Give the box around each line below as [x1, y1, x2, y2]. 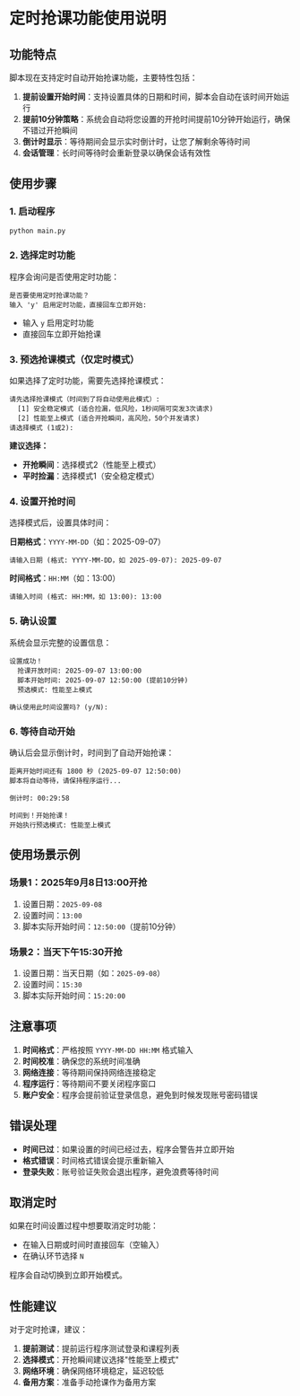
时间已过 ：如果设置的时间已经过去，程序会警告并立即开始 [21, 1144, 235, 1155]
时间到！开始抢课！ [9, 812, 70, 821]
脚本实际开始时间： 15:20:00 [21, 990, 126, 1001]
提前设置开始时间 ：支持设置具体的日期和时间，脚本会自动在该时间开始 [21, 92, 282, 101]
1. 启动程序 [9, 206, 56, 218]
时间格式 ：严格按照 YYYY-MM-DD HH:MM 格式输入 [21, 1044, 194, 1055]
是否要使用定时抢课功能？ [9, 291, 90, 300]
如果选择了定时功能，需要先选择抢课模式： [9, 375, 167, 386]
